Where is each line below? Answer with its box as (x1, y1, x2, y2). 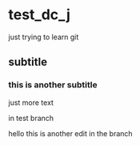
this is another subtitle (8, 79, 98, 91)
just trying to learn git (8, 32, 79, 42)
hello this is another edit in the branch (8, 128, 134, 138)
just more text (8, 98, 54, 107)
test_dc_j (8, 6, 70, 24)
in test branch (8, 113, 54, 123)
